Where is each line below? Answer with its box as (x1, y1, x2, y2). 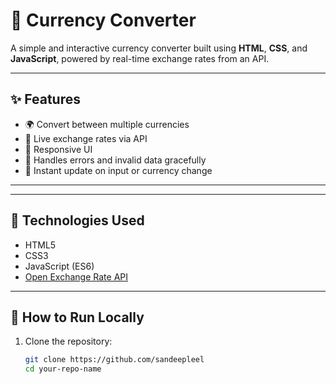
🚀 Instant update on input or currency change (24, 164, 213, 176)
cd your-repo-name (24, 364, 102, 374)
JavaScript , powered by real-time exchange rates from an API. (10, 52, 270, 64)
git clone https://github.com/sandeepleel (24, 355, 205, 365)
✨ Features (10, 91, 81, 108)
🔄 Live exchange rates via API (24, 132, 148, 144)
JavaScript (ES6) (24, 260, 95, 272)
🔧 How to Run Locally (10, 309, 145, 326)
